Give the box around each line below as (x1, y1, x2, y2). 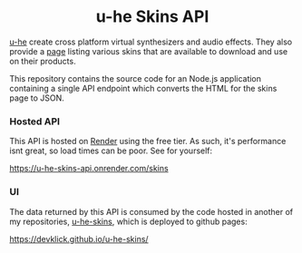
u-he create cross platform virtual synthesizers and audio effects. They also (9, 36, 293, 47)
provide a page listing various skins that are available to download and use (9, 45, 288, 56)
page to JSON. (9, 92, 65, 103)
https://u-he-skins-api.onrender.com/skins (9, 163, 170, 174)
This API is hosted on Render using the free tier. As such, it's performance (9, 136, 287, 147)
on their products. (9, 55, 76, 66)
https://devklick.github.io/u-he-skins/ (9, 233, 149, 244)
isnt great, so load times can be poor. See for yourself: (9, 145, 213, 156)
